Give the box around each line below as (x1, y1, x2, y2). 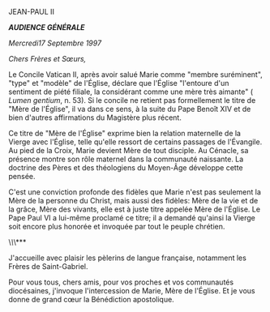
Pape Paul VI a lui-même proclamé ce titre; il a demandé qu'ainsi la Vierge (8, 213, 255, 222)
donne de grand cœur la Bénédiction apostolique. (8, 295, 174, 304)
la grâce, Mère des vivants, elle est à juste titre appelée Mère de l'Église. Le (8, 204, 261, 214)
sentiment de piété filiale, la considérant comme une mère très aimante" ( (8, 87, 254, 96)
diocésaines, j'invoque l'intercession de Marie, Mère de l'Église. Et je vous (8, 286, 255, 295)
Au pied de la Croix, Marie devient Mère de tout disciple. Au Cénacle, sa (8, 146, 249, 155)
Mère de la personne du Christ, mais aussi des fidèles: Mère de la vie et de (8, 196, 259, 205)
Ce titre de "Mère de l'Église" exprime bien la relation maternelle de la (8, 129, 242, 138)
